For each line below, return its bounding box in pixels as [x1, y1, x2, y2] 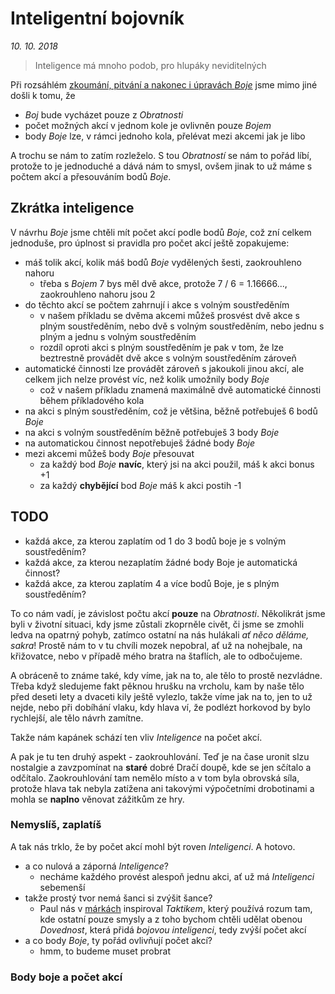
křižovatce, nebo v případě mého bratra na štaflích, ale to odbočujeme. [10, 650, 303, 662]
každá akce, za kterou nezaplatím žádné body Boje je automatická [24, 556, 298, 568]
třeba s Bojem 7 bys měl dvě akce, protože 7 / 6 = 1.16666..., [39, 277, 288, 289]
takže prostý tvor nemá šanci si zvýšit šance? [24, 892, 213, 904]
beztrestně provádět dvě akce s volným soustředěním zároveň [39, 352, 297, 364]
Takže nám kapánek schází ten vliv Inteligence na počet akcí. [10, 731, 263, 743]
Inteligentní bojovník [10, 7, 185, 30]
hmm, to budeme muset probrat [39, 945, 171, 957]
